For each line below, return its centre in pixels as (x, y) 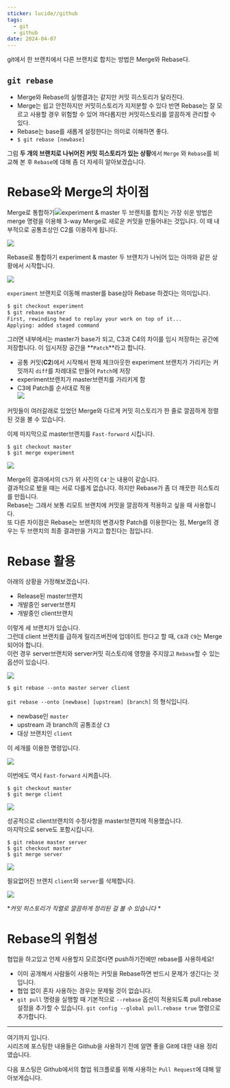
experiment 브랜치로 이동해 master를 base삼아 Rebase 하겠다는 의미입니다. (109, 293)
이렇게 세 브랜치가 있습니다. (44, 628)
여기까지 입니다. (28, 1038)
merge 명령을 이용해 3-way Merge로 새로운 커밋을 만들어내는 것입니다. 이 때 (110, 221)
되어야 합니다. (26, 645)
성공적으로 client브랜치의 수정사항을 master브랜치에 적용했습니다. (95, 821)
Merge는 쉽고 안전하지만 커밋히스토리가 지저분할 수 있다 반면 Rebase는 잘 (116, 105)
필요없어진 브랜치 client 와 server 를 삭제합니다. (71, 881)
